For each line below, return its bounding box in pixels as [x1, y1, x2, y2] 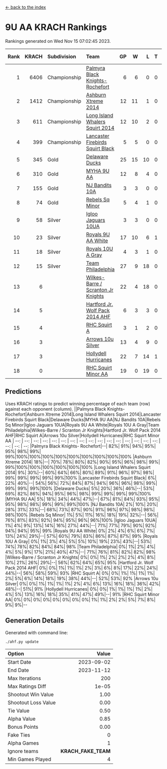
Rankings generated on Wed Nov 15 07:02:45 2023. [5, 38, 111, 44]
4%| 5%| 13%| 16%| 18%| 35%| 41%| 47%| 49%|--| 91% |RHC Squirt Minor [5, 591, 160, 597]
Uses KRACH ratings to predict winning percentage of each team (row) [5, 401, 151, 407]
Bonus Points [7, 723, 39, 730]
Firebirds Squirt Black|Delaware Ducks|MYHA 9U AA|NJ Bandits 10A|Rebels [5, 416, 161, 423]
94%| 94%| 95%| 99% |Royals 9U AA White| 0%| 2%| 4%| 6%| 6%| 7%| [5, 528, 155, 534]
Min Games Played [7, 756, 51, 763]
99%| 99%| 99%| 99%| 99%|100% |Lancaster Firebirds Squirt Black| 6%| [5, 474, 157, 480]
